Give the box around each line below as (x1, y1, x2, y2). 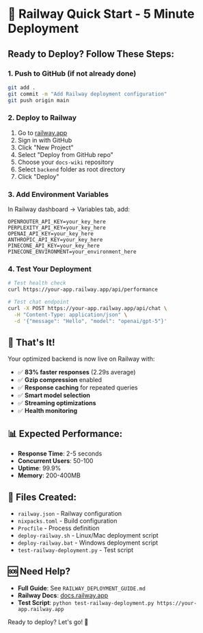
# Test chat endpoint (8, 298, 70, 306)
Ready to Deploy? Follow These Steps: (8, 48, 175, 60)
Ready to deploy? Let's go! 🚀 (8, 617, 89, 626)
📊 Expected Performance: (8, 428, 123, 440)
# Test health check (8, 280, 67, 287)
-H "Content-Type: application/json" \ (14, 311, 128, 318)
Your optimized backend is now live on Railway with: (8, 355, 155, 363)
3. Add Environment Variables (8, 189, 109, 199)
